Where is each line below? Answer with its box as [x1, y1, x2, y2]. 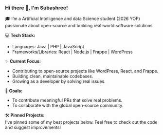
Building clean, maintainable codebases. [12, 73, 93, 79]
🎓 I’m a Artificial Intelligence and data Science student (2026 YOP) [5, 16, 140, 21]
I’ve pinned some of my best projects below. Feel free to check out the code [5, 119, 158, 125]
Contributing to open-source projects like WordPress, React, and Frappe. [12, 68, 159, 74]
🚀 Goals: [5, 88, 23, 94]
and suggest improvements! [5, 124, 61, 131]
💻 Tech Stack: [5, 33, 36, 39]
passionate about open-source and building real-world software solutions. [5, 23, 154, 29]
